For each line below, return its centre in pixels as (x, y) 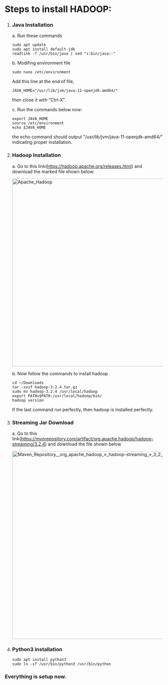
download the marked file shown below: (53, 171)
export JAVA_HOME (30, 119)
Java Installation (33, 25)
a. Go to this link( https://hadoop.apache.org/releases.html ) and (77, 166)
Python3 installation (37, 649)
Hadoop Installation (36, 155)
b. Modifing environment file (41, 63)
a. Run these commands (37, 36)
